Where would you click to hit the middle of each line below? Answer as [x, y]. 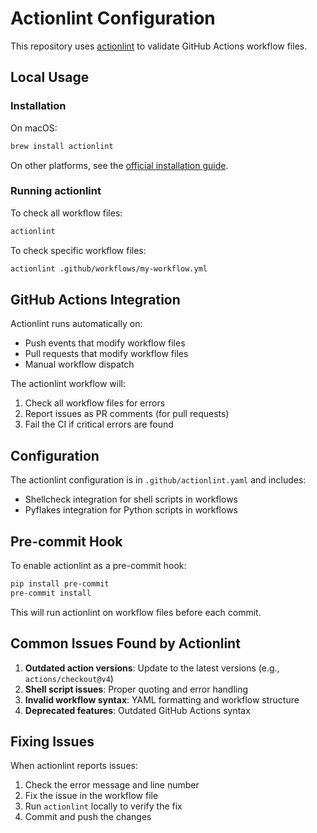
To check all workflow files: [66, 213]
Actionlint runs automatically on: [76, 324]
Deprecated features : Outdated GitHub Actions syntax [137, 710]
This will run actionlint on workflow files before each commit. [136, 612]
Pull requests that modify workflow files [106, 354]
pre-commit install [51, 593]
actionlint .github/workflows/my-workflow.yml [109, 268]
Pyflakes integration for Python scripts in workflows [131, 510]
